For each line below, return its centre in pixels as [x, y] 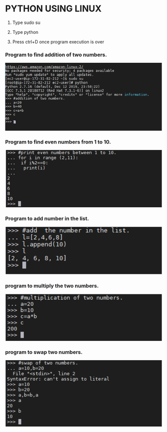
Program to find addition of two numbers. [56, 54]
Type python [25, 32]
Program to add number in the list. [47, 219]
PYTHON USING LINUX [53, 9]
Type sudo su [26, 22]
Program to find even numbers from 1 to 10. [58, 142]
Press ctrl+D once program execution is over [58, 42]
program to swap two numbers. [44, 352]
